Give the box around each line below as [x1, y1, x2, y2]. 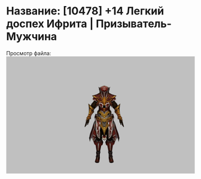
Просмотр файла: [6, 49, 51, 56]
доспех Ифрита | [6, 17, 94, 31]
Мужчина [6, 30, 57, 43]
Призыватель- [95, 17, 172, 31]
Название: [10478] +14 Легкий [6, 4, 165, 18]
